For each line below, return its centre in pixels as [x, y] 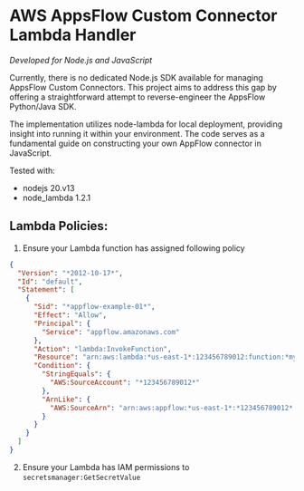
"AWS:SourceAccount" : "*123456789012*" [125, 382]
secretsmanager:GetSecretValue [81, 477]
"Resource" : [56, 357]
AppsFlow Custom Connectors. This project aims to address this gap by [143, 87]
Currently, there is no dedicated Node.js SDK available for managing [137, 77]
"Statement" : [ [46, 290]
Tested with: [33, 170]
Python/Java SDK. [43, 106]
